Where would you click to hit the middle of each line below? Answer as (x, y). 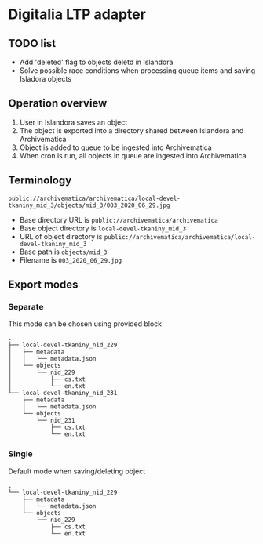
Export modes (43, 285)
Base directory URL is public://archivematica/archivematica (119, 219)
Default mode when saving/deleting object (77, 471)
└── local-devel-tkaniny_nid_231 (63, 393)
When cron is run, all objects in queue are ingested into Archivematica (133, 155)
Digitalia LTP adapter (77, 15)
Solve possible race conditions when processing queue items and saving (137, 71)
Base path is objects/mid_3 (63, 252)
